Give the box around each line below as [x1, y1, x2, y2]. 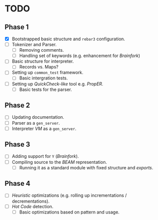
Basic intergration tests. [19, 75, 68, 81]
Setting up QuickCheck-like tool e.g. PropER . [11, 80, 104, 87]
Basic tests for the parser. [19, 86, 73, 92]
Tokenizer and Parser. [11, 42, 57, 48]
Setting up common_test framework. [11, 70, 84, 75]
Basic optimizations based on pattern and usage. [19, 209, 120, 215]
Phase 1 [4, 23, 29, 31]
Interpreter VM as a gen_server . [11, 125, 77, 132]
